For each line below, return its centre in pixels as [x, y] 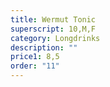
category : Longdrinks [55, 38]
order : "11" [35, 66]
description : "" [44, 47]
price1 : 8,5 [35, 57]
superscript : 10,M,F [53, 29]
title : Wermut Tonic [53, 19]
